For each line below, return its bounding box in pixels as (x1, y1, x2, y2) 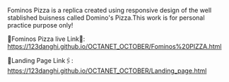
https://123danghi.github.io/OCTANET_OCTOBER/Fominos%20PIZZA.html (7, 42, 222, 50)
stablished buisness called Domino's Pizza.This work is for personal (7, 13, 205, 22)
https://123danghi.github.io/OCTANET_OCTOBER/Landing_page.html (7, 66, 207, 75)
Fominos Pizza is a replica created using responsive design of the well (7, 6, 212, 14)
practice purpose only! (7, 21, 74, 29)
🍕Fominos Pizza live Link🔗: (7, 35, 86, 43)
